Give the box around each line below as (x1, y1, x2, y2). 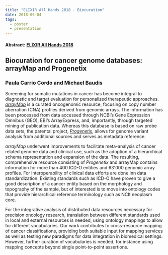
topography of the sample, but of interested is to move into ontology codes (5, 186, 161, 192)
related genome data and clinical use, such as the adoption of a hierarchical (5, 149, 162, 155)
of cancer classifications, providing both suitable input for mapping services (5, 228, 163, 234)
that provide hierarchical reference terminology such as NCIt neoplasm (5, 192, 152, 198)
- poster (10, 21, 28, 27)
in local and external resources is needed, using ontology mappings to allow (5, 217, 163, 223)
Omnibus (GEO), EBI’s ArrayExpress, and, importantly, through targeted (5, 117, 153, 123)
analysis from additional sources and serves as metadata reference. (5, 134, 146, 140)
